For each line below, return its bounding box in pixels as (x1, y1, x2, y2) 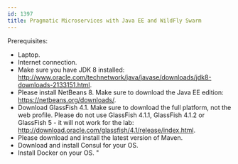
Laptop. (17, 50, 40, 59)
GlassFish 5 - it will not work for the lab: (17, 118, 134, 126)
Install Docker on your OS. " (17, 148, 99, 157)
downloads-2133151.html (17, 80, 90, 89)
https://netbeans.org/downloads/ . (17, 95, 117, 104)
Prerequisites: (7, 36, 48, 45)
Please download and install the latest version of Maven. (17, 133, 183, 142)
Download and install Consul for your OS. (17, 141, 139, 149)
